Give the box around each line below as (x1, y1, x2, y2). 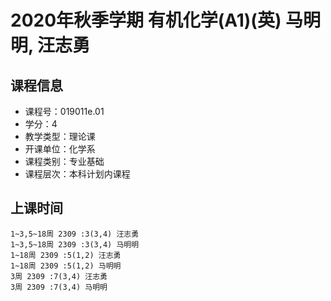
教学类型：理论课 (24, 131, 96, 142)
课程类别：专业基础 (24, 156, 105, 167)
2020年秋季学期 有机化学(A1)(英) (10, 9, 282, 32)
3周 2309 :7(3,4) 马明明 (10, 282, 108, 292)
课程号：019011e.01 (24, 106, 105, 117)
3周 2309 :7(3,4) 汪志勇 (10, 271, 108, 281)
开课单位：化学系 (24, 143, 96, 155)
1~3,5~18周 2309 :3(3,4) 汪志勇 (10, 229, 140, 239)
